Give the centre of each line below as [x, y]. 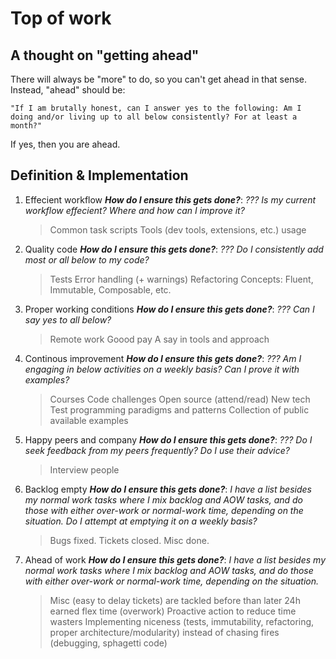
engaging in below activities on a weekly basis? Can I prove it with [162, 369]
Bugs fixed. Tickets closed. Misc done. [129, 540]
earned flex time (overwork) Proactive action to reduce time [173, 611]
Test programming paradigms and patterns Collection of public [179, 409]
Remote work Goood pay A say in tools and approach [159, 339]
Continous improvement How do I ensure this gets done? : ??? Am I [163, 358]
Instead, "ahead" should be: [68, 90]
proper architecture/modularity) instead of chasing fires [164, 632]
